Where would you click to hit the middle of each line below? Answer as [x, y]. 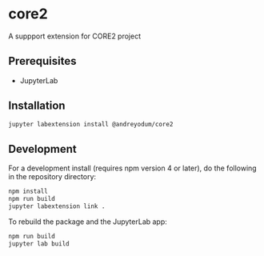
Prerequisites [42, 61]
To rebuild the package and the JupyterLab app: [88, 222]
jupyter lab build [39, 244]
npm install [28, 192]
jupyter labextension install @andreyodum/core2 [91, 124]
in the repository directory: [52, 177]
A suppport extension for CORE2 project [75, 36]
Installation [37, 106]
